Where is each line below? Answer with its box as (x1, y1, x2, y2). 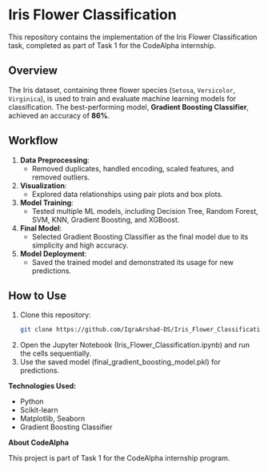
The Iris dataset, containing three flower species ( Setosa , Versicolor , (8, 85, 236, 95)
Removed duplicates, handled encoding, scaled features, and (31, 163, 234, 173)
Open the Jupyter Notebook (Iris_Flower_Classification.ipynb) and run (19, 340, 250, 350)
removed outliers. (31, 172, 90, 182)
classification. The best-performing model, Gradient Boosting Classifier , (8, 102, 250, 111)
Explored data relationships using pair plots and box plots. (31, 189, 223, 199)
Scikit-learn (19, 405, 58, 415)
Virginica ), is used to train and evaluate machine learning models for (8, 94, 237, 103)
